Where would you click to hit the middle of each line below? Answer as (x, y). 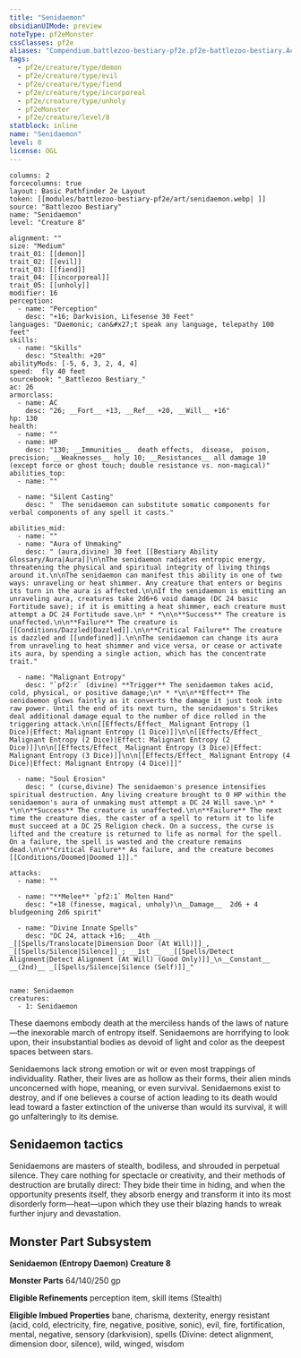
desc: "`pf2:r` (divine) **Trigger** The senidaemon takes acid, (150, 685)
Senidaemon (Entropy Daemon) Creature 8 (90, 1263)
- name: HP (38, 442)
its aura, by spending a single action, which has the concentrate (138, 653)
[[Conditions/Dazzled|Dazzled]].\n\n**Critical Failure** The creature (146, 630)
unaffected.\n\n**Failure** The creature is (94, 622)
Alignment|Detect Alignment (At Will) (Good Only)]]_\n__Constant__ (140, 959)
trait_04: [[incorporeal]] (60, 277)
